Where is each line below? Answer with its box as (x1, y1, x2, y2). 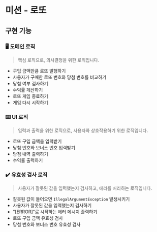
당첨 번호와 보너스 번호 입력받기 (12, 145, 75, 151)
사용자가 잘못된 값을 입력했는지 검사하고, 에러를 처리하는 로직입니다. (17, 185, 152, 191)
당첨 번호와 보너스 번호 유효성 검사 (12, 221, 81, 227)
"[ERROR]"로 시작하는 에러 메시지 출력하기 (12, 209, 98, 215)
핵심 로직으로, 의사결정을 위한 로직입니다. (17, 57, 100, 63)
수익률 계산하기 (12, 87, 43, 93)
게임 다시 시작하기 (12, 100, 48, 106)
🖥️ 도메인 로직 (5, 43, 36, 50)
